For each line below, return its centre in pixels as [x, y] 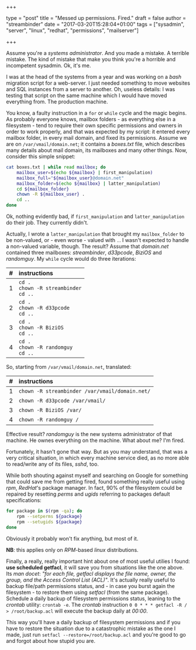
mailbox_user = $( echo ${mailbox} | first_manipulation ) [85, 172]
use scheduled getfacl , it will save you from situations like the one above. [95, 567]
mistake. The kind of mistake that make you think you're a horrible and [91, 59]
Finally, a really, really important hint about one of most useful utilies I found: [98, 561]
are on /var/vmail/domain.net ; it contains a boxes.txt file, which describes [96, 144]
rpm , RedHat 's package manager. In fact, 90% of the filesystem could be [94, 488]
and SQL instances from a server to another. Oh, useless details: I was [91, 89]
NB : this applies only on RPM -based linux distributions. [72, 549]
